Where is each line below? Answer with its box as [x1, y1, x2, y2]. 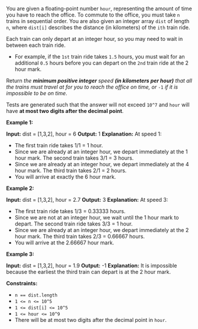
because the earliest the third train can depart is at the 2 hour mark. [6, 269, 171, 275]
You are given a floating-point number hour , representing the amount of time [6, 5, 192, 12]
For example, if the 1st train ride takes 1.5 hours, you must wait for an [14, 53, 185, 60]
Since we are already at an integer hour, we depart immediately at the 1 [14, 148, 188, 155]
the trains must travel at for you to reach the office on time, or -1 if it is [6, 83, 178, 91]
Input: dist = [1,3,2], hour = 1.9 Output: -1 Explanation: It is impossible [6, 262, 177, 269]
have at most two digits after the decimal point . [6, 108, 124, 114]
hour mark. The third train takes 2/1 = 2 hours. [14, 167, 127, 174]
